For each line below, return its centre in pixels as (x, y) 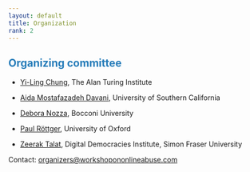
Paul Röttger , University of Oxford (75, 129)
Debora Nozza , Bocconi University (77, 114)
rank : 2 (21, 30)
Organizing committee (65, 63)
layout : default (35, 16)
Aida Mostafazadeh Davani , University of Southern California (120, 98)
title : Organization (43, 23)
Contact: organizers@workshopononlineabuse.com (93, 160)
